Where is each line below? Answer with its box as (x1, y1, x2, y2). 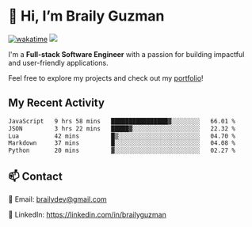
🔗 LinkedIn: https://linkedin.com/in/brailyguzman (8, 210, 166, 219)
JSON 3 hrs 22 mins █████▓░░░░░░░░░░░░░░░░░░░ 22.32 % (8, 124, 236, 133)
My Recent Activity (8, 96, 105, 110)
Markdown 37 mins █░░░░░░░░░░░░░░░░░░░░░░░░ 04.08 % (8, 139, 236, 147)
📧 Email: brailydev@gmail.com (8, 194, 107, 204)
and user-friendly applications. (8, 58, 109, 67)
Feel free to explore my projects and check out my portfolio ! (8, 73, 204, 82)
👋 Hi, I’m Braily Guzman (8, 7, 165, 25)
